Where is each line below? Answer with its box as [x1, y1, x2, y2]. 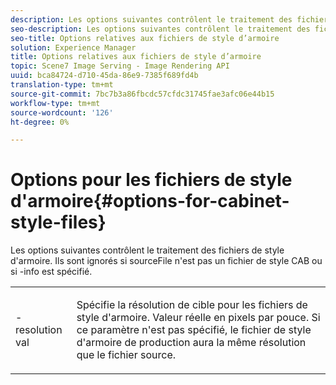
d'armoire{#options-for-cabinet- [10, 190, 290, 213]
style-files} [10, 211, 107, 234]
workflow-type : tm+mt [10, 98, 101, 108]
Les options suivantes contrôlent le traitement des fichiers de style [10, 244, 285, 256]
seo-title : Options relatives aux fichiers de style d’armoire [10, 33, 280, 43]
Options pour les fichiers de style [10, 169, 293, 191]
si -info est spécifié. [10, 266, 93, 278]
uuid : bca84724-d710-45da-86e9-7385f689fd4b [10, 71, 199, 81]
